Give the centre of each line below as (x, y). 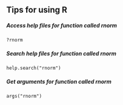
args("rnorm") (24, 97)
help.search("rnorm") (34, 68)
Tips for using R (37, 10)
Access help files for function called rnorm (62, 25)
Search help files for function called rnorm (61, 53)
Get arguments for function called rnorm (59, 81)
